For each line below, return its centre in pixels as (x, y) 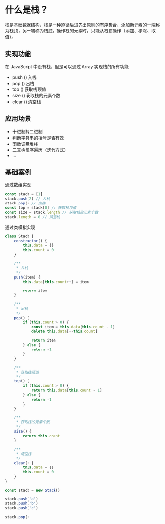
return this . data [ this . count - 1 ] (67, 390)
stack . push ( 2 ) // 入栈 (27, 199)
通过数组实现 (18, 185)
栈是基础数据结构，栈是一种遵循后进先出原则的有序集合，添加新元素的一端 (80, 25)
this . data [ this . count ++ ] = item (56, 282)
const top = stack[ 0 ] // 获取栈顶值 (41, 208)
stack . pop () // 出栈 (25, 204)
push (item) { (27, 277)
